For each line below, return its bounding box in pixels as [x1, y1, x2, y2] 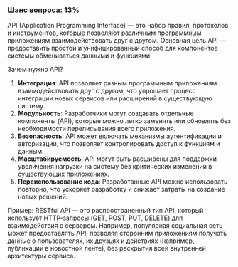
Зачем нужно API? [7, 66, 63, 74]
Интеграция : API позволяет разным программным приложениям [17, 79, 217, 88]
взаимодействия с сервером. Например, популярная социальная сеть [7, 221, 223, 230]
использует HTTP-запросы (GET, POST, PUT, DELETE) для [7, 214, 183, 222]
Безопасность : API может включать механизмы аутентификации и [17, 132, 222, 140]
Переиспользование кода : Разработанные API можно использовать [17, 177, 228, 186]
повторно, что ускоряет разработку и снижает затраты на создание [17, 185, 226, 194]
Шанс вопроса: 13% [7, 5, 80, 15]
